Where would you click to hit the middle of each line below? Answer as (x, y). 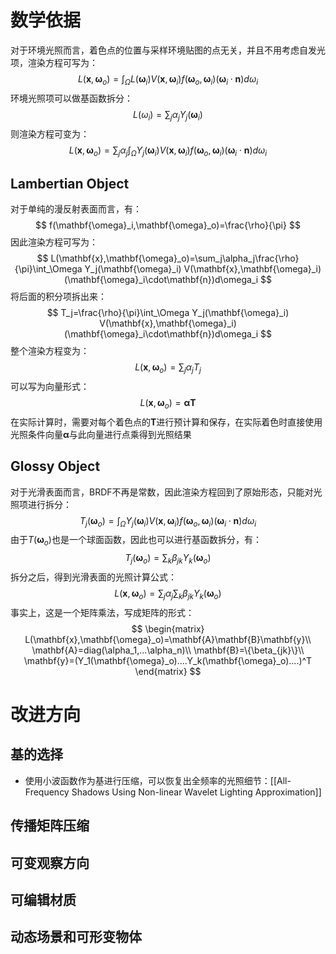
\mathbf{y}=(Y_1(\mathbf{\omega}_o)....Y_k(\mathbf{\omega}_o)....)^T (168, 660)
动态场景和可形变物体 (76, 937)
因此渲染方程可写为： (54, 242)
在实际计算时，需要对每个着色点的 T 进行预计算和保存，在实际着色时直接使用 (166, 422)
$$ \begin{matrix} (168, 628)
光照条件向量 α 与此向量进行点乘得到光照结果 (101, 434)
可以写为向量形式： (50, 386)
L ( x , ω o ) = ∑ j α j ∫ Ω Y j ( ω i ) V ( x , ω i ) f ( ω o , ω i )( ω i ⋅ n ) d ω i (168, 151)
